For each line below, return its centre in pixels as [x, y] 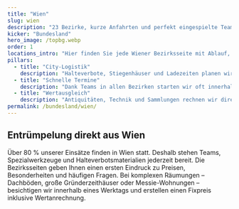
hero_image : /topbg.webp [44, 41]
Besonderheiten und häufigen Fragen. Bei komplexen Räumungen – [106, 175]
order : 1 [20, 47]
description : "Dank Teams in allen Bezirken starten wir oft [112, 87]
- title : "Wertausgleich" [52, 93]
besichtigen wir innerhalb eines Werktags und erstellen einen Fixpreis [110, 190]
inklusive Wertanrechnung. [47, 198]
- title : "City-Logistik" [52, 67]
